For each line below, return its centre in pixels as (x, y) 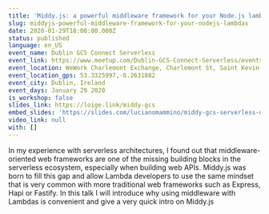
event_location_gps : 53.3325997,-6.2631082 (82, 75)
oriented (22, 159)
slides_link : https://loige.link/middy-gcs (82, 105)
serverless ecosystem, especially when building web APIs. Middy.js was (127, 167)
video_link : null (37, 120)
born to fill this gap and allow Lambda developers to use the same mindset (131, 176)
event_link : (28, 61)
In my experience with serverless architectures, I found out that (113, 150)
